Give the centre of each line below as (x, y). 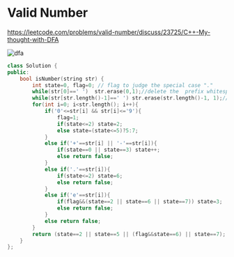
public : (18, 72)
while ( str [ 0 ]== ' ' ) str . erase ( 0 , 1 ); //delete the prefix (118, 92)
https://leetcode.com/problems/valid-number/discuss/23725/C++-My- (109, 32)
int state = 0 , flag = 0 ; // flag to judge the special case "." (123, 85)
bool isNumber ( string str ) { (62, 79)
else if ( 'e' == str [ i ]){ (77, 195)
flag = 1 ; (68, 117)
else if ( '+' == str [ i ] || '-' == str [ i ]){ (101, 143)
